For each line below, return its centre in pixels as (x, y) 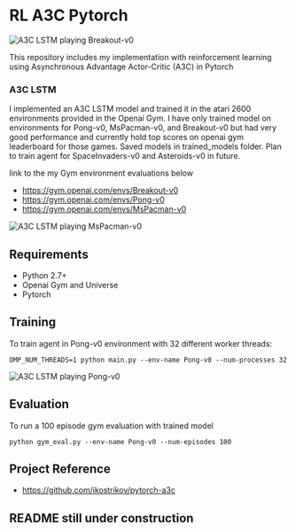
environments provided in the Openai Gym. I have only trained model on (140, 118)
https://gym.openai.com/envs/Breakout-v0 (100, 191)
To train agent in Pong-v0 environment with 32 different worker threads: (141, 343)
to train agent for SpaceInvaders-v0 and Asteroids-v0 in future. (125, 156)
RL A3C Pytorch (69, 16)
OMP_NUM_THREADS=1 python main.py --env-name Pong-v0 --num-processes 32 (148, 360)
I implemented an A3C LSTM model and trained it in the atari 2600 (130, 109)
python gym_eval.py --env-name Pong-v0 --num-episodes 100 (121, 442)
